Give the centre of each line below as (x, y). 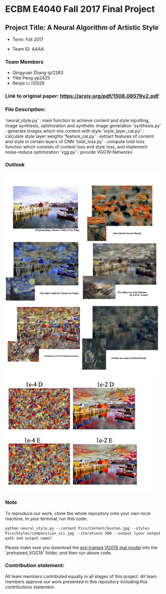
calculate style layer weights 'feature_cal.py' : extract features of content (80, 136)
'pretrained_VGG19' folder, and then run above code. (59, 553)
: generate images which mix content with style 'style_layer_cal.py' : (75, 131)
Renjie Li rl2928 (28, 83)
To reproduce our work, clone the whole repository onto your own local (78, 513)
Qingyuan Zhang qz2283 (38, 73)
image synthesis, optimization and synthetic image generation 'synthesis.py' (83, 126)
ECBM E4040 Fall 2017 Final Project (80, 9)
